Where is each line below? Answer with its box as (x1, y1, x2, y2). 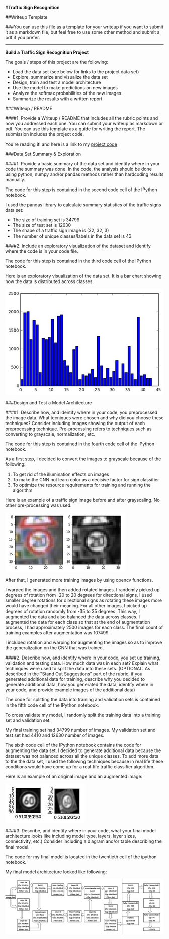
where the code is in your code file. (5, 248, 79, 254)
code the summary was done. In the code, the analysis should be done (5, 166, 152, 172)
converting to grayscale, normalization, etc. (5, 431, 96, 437)
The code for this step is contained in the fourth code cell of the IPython (5, 441, 155, 447)
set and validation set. (5, 717, 51, 723)
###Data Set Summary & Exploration (5, 151, 81, 157)
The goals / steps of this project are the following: (5, 59, 108, 65)
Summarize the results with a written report (12, 96, 103, 102)
